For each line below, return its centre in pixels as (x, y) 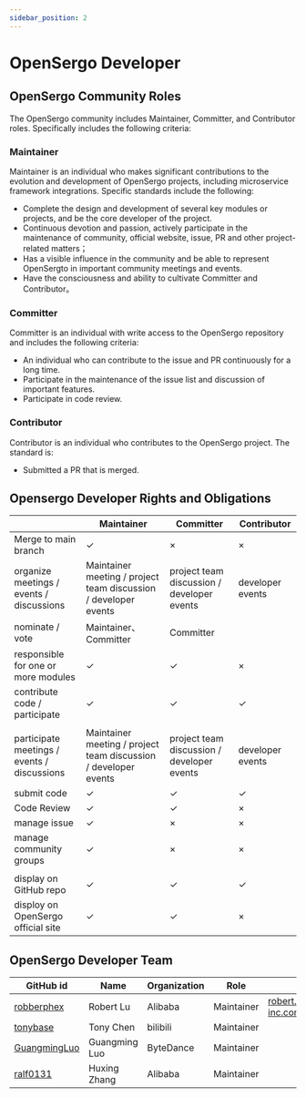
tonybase (34, 1028)
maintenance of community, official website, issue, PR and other (143, 237)
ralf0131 (33, 1074)
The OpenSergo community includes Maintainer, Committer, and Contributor (153, 118)
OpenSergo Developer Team (91, 960)
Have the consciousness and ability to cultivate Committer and (140, 278)
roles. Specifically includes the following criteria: (100, 128)
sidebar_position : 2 (49, 18)
